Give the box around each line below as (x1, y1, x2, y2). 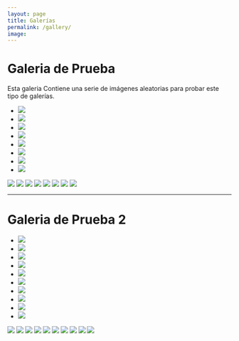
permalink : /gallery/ (7, 23, 72, 31)
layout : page (7, 10, 46, 18)
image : (7, 30, 27, 38)
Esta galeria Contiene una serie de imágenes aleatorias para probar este (7, 85, 219, 93)
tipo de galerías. (7, 92, 55, 100)
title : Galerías (7, 17, 55, 24)
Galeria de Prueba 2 (7, 212, 127, 228)
